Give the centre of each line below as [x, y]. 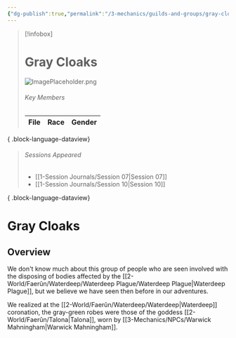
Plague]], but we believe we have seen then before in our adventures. [108, 291]
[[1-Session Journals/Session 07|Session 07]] [101, 177]
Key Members [45, 97]
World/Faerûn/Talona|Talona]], [52, 319]
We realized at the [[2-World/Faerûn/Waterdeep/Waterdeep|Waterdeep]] [112, 304]
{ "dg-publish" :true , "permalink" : [56, 14]
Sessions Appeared [53, 155]
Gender [84, 122]
